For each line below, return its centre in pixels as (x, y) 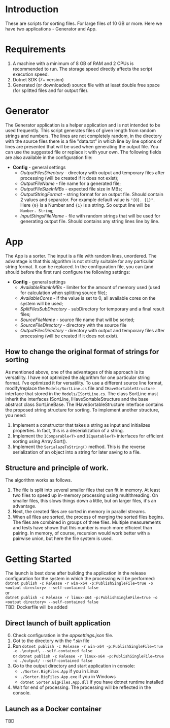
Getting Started (39, 559)
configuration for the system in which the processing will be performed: (80, 579)
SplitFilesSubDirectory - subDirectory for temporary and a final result (92, 309)
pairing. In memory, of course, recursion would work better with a (81, 533)
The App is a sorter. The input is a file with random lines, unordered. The (81, 256)
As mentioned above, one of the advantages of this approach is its (75, 372)
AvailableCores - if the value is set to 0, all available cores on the (88, 298)
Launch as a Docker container (53, 709)
